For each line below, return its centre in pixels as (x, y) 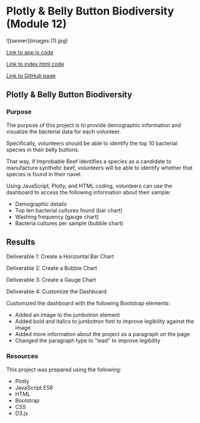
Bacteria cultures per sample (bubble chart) (69, 223)
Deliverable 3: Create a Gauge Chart (51, 280)
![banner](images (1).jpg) (37, 40)
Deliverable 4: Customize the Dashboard (57, 291)
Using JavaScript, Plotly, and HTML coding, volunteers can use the (89, 186)
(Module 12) (37, 24)
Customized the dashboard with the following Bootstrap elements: (88, 304)
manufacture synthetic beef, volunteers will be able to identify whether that (99, 168)
